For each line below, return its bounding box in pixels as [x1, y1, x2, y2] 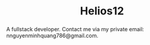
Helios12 [80, 4, 124, 18]
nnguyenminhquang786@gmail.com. [6, 32, 99, 40]
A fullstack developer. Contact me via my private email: [6, 26, 145, 33]
